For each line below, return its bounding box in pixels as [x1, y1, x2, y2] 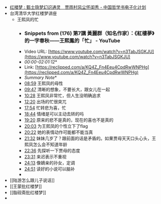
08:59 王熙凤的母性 [24, 80, 63, 87]
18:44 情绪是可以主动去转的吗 [24, 111, 84, 117]
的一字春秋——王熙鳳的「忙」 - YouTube [24, 37, 121, 44]
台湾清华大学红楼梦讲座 [9, 10, 57, 16]
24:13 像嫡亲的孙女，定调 [24, 160, 76, 166]
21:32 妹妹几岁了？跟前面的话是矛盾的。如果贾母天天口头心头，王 [24, 136, 156, 141]
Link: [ [24, 64, 37, 70]
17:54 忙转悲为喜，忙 [24, 105, 66, 111]
